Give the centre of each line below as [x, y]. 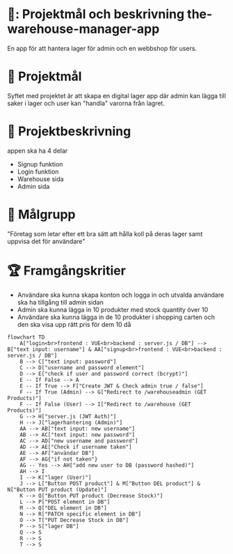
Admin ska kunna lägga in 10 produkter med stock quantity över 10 [113, 309]
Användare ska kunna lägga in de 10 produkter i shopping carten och [116, 317]
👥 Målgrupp [41, 215]
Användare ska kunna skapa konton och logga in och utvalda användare [121, 295]
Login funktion [38, 171]
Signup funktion [40, 164]
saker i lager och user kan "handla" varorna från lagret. [86, 103]
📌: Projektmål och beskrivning [96, 14]
